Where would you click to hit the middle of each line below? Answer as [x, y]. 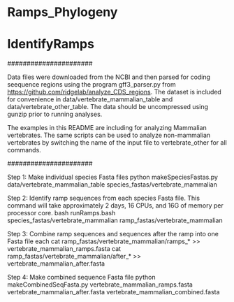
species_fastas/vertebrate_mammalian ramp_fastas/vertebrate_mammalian [115, 220]
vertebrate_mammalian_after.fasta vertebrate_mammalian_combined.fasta [114, 292]
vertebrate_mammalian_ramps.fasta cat [64, 249]
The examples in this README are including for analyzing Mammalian [107, 128]
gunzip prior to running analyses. [55, 114]
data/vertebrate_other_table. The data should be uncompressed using [108, 107]
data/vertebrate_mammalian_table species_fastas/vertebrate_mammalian [112, 185]
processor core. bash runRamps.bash [61, 213]
